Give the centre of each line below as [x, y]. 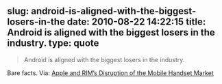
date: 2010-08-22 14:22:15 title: [136, 22]
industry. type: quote [53, 43]
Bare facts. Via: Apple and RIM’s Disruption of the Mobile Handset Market [110, 73]
